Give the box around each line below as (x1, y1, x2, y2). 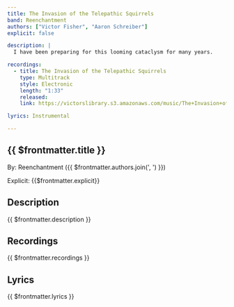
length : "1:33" (19, 87, 64, 94)
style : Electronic (19, 81, 73, 88)
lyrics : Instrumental (7, 113, 70, 120)
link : (19, 100, 36, 107)
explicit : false (7, 29, 54, 37)
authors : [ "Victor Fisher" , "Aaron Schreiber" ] (7, 23, 148, 30)
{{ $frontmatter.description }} (7, 215, 92, 223)
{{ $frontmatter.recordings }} (7, 253, 90, 262)
